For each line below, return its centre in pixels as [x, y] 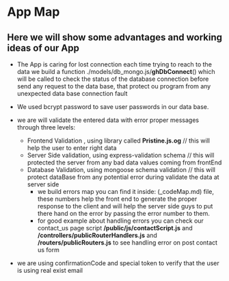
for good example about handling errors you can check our [120, 221]
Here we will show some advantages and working [115, 37]
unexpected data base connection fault [72, 94]
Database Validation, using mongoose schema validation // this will [121, 170]
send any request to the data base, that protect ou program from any [114, 86]
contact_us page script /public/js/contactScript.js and [115, 228]
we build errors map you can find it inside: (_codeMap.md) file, [125, 192]
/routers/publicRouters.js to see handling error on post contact [127, 243]
